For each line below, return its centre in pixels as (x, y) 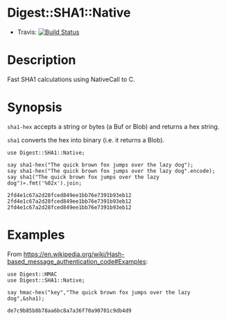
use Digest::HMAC (32, 274)
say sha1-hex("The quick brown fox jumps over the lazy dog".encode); (111, 171)
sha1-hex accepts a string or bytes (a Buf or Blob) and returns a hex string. (113, 126)
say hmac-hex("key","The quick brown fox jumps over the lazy (99, 292)
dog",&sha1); (26, 298)
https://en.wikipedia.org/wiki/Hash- (74, 254)
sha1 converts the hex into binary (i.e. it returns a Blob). (86, 140)
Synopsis (35, 107)
